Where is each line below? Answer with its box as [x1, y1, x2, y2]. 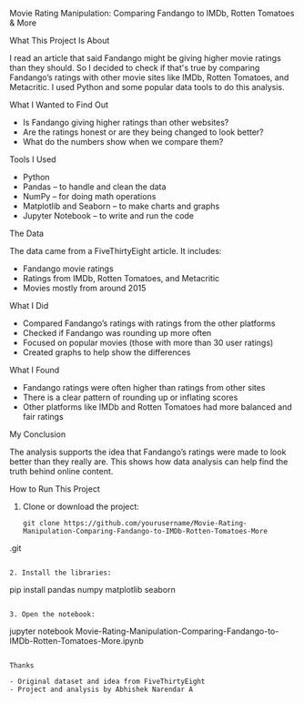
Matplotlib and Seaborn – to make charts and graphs [22, 200, 220, 211]
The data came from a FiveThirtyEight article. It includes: [9, 246, 222, 256]
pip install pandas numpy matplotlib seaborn [9, 585, 176, 595]
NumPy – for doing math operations [22, 191, 157, 201]
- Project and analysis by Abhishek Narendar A [9, 685, 194, 694]
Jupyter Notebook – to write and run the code [22, 210, 194, 221]
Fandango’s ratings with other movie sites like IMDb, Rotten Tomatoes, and [9, 72, 289, 83]
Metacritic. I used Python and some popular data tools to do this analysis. [9, 82, 285, 92]
